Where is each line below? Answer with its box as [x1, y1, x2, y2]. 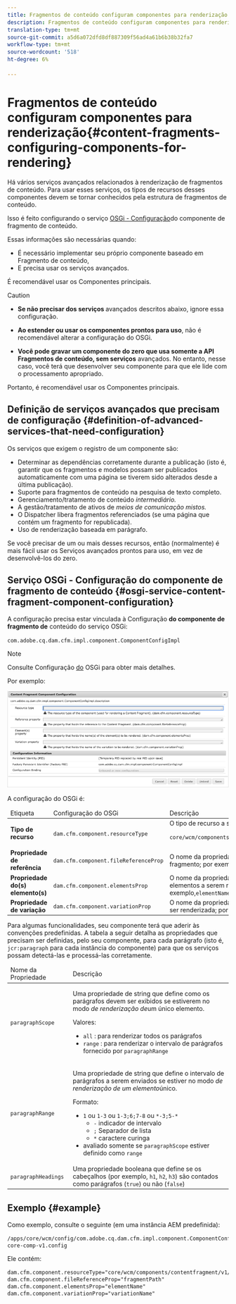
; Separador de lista [93, 1126, 152, 1134]
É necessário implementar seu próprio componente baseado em [17, 249, 204, 257]
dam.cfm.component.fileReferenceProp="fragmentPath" [7, 1276, 165, 1284]
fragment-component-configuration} [7, 596, 174, 608]
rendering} [7, 154, 72, 170]
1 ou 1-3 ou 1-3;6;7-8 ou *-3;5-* [83, 1111, 178, 1119]
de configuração [7, 414, 81, 426]
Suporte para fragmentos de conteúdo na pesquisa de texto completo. [17, 488, 222, 496]
